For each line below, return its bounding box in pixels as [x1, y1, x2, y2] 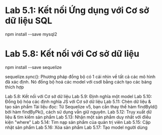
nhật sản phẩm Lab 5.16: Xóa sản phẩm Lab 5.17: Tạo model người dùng [5, 124, 148, 130]
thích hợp [5, 84, 24, 90]
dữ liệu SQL [5, 15, 53, 26]
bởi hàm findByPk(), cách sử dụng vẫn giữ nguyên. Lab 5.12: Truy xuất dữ [5, 109, 152, 115]
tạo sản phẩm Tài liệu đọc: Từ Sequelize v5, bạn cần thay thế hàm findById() [5, 103, 158, 109]
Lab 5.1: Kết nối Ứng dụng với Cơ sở [5, 5, 149, 16]
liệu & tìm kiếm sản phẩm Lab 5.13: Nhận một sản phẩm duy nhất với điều [5, 114, 151, 120]
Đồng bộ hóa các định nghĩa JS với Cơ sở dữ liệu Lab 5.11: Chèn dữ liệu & [5, 99, 151, 104]
